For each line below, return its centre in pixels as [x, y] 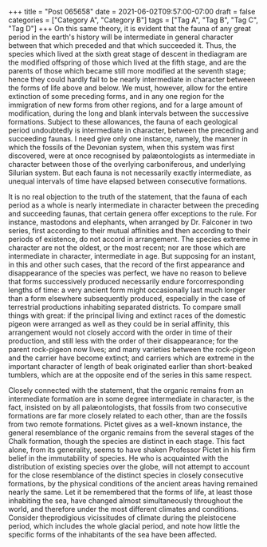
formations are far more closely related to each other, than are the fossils [128, 416]
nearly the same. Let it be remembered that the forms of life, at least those [130, 492]
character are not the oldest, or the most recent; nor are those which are [127, 248]
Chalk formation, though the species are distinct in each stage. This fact [127, 441]
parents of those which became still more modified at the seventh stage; [127, 71]
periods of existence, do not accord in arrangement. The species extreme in [133, 239]
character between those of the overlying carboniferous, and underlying [127, 164]
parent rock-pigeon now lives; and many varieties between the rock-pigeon [132, 349]
